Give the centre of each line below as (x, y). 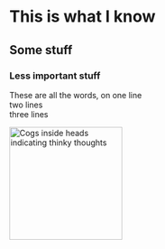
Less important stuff (55, 76)
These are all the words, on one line (76, 95)
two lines (26, 105)
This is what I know (82, 17)
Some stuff (41, 50)
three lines (29, 114)
